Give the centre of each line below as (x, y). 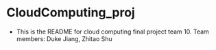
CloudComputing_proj (71, 13)
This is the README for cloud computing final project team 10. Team (113, 32)
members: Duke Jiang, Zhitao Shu (64, 38)
